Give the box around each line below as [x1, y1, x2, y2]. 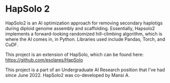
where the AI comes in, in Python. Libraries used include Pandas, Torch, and [5, 36, 165, 42]
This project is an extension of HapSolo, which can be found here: [5, 51, 144, 58]
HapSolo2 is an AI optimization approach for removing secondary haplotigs [5, 20, 163, 26]
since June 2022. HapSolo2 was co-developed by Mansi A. [5, 72, 130, 78]
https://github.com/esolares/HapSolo [5, 57, 83, 63]
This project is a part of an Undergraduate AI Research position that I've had [5, 67, 165, 73]
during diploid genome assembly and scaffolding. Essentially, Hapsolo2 [5, 25, 155, 31]
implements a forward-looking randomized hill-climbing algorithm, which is [5, 31, 163, 37]
